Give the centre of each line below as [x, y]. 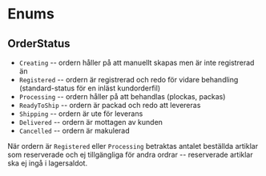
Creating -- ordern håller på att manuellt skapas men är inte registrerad [137, 62]
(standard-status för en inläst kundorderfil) [90, 88]
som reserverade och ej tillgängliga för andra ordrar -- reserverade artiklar [130, 154]
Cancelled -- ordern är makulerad [74, 130]
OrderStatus [39, 44]
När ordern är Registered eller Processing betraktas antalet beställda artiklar [133, 146]
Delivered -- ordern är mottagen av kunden [91, 122]
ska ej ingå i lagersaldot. [48, 163]
